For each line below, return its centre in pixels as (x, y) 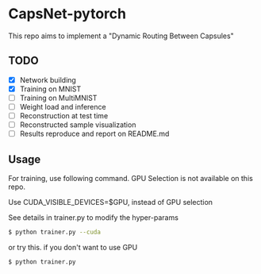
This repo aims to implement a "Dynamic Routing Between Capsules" (121, 36)
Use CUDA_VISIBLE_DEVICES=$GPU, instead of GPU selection (110, 202)
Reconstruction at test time (64, 116)
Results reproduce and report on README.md (94, 134)
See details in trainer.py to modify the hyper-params (93, 218)
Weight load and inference (63, 106)
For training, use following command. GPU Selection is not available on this (131, 178)
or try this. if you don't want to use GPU (73, 247)
